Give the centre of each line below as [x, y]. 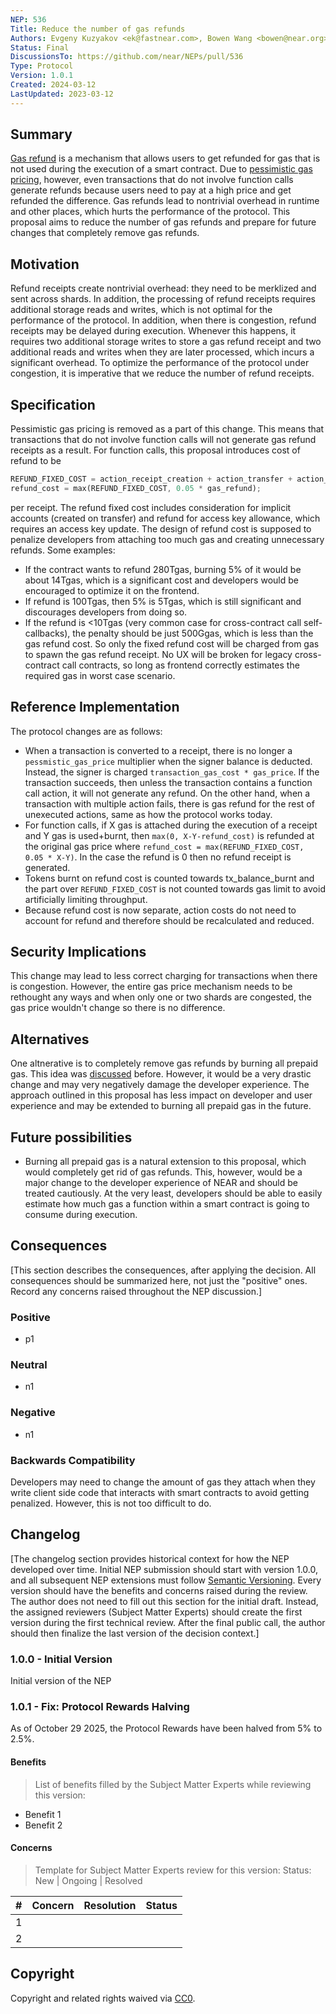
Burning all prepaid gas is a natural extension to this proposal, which [165, 1162]
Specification [53, 404]
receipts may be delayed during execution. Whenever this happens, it [153, 331]
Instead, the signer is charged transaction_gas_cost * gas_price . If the [172, 772]
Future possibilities [71, 1137]
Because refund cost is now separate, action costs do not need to [160, 910]
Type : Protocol [42, 66]
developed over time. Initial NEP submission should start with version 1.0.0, [164, 1569]
